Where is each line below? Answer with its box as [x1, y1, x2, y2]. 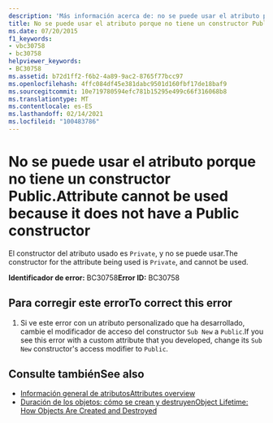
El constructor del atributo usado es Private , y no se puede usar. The [8, 248, 238, 258]
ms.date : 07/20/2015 [8, 27, 79, 35]
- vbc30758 [8, 42, 45, 50]
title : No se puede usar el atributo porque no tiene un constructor [8, 19, 249, 28]
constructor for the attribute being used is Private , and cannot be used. [8, 257, 249, 266]
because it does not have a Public [8, 205, 240, 223]
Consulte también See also [8, 367, 145, 382]
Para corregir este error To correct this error [8, 296, 233, 310]
